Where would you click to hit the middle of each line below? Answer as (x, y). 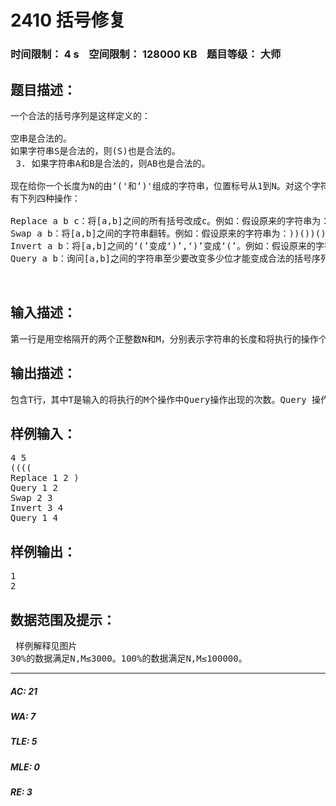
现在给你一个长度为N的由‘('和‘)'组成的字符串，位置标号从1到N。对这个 (161, 185)
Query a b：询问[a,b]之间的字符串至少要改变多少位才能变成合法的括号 (161, 258)
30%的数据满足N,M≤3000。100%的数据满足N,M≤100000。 (129, 658)
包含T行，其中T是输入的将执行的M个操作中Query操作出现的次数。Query (158, 399)
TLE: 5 (24, 742)
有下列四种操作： (45, 198)
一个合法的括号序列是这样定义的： (80, 115)
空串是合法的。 (41, 138)
